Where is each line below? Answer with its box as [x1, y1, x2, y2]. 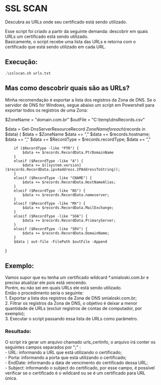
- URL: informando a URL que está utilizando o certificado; [5, 349, 122, 355]
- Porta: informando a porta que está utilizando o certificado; [5, 354, 127, 360]
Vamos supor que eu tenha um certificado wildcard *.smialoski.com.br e [5, 275, 149, 281]
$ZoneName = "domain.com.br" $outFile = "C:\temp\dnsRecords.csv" [5, 117, 145, 122]
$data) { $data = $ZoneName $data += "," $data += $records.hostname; [5, 131, 150, 137]
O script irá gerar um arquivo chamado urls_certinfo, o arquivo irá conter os [5, 339, 156, 345]
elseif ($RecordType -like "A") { [14, 158, 83, 163]
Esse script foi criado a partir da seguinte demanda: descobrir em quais [5, 28, 148, 34]
